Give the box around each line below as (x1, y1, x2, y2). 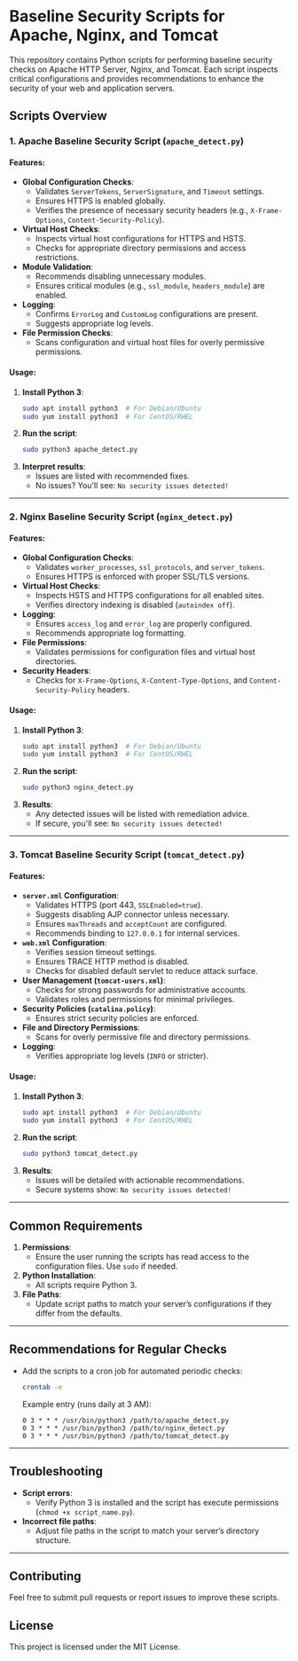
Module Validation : (21, 262, 93, 273)
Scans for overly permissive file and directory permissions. (35, 1032, 251, 1042)
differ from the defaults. (35, 1308, 122, 1318)
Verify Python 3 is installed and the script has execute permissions (35, 1497, 279, 1507)
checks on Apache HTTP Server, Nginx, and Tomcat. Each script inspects (9, 64, 278, 75)
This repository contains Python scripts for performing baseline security (9, 54, 273, 65)
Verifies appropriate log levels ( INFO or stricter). (35, 1050, 208, 1062)
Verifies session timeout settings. (35, 947, 157, 958)
